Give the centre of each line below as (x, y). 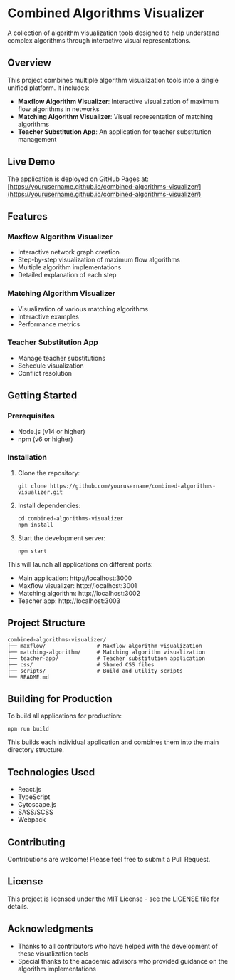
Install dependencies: (49, 505)
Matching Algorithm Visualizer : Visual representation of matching (115, 116)
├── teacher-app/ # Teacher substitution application (106, 658)
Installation (27, 458)
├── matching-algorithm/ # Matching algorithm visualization (106, 652)
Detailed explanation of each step (67, 275)
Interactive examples (48, 316)
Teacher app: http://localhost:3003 (69, 601)
